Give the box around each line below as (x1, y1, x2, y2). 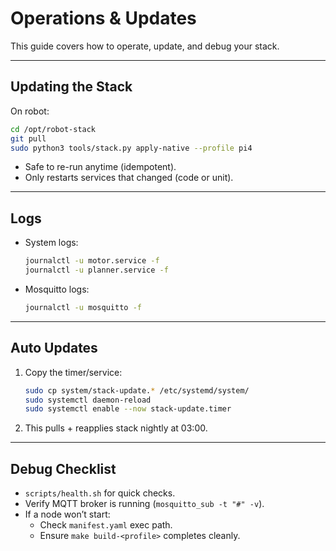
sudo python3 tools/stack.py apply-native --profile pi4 (10, 143, 253, 153)
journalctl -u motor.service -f (24, 256, 160, 266)
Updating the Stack (10, 78, 133, 96)
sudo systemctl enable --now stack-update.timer (24, 404, 232, 414)
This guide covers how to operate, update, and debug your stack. (10, 40, 280, 52)
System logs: (24, 237, 79, 249)
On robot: (10, 105, 50, 117)
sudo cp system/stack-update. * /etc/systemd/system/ (24, 385, 250, 396)
